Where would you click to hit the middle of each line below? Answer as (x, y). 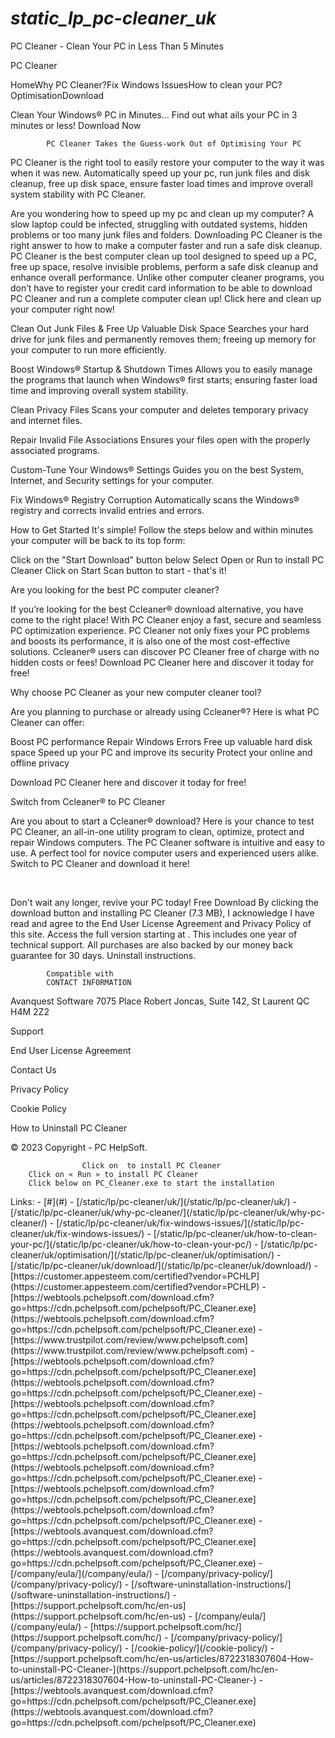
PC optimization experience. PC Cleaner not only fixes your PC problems (160, 630)
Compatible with (80, 973)
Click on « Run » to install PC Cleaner (113, 1174)
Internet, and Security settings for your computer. (112, 480)
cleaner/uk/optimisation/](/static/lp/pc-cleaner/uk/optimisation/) (142, 1254)
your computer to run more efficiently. (88, 349)
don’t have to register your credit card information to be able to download (161, 288)
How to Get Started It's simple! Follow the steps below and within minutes (162, 529)
